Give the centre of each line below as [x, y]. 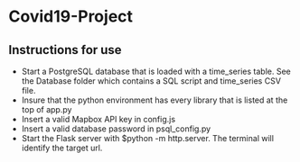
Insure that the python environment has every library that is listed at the [155, 100]
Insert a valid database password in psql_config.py [116, 129]
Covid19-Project [70, 17]
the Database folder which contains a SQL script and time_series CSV [151, 81]
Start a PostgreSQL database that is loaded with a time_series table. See [156, 71]
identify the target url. [62, 148]
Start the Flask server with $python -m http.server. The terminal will [148, 138]
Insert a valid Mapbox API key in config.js [98, 119]
